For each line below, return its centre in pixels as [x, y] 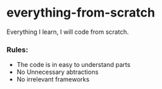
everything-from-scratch [81, 13]
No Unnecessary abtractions [57, 72]
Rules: [17, 50]
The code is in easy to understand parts [73, 65]
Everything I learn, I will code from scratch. [68, 32]
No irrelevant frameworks [53, 79]
